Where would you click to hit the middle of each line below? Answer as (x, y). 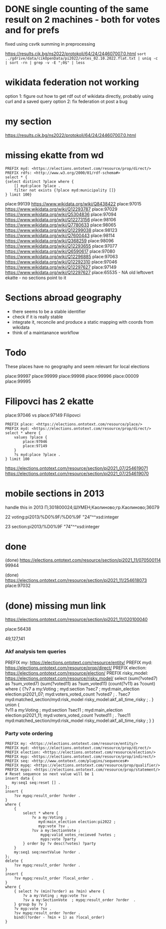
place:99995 (18, 381)
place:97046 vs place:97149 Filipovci (43, 415)
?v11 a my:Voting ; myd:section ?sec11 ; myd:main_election (64, 710)
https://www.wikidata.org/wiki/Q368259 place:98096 (60, 241)
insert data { (20, 778)
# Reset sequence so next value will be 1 (49, 774)
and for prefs (32, 30)
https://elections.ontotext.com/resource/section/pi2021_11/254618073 (76, 580)
